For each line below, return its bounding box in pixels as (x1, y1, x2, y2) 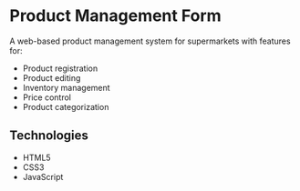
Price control (22, 92, 71, 103)
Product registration (22, 63, 98, 74)
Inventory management (22, 82, 111, 93)
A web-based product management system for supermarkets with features (9, 35, 291, 46)
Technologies (9, 128, 89, 144)
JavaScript (22, 171, 64, 182)
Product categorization (22, 101, 109, 112)
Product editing (22, 72, 81, 83)
